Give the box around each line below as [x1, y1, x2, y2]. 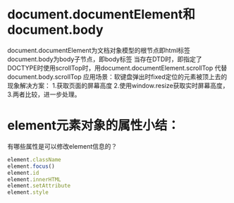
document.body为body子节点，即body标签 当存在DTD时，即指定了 [7, 54, 202, 63]
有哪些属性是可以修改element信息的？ [7, 142, 118, 150]
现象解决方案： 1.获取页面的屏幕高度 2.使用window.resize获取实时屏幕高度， [7, 81, 229, 90]
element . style [7, 189, 49, 196]
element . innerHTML [7, 176, 61, 183]
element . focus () [7, 163, 55, 170]
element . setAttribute [7, 183, 71, 190]
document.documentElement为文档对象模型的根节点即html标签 [7, 46, 190, 54]
